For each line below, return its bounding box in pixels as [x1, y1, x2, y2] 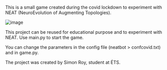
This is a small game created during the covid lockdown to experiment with [5, 5, 162, 10]
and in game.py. [5, 50, 39, 55]
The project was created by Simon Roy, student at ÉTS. [5, 59, 121, 65]
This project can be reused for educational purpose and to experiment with [5, 29, 162, 35]
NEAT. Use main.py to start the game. [5, 35, 84, 40]
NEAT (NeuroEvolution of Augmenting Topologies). [5, 10, 112, 16]
